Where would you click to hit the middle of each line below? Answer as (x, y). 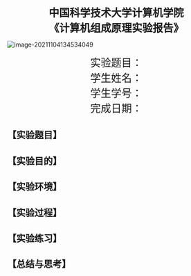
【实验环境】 (35, 187)
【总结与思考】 (39, 264)
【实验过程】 (35, 212)
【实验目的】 (35, 161)
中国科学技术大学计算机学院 (116, 13)
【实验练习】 (35, 238)
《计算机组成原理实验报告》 (116, 28)
